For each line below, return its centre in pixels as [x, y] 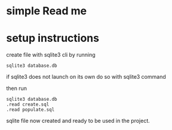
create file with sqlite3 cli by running [51, 55]
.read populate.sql [30, 110]
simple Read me [47, 11]
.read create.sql [28, 105]
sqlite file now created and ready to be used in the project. [78, 121]
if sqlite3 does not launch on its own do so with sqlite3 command [86, 77]
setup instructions [53, 38]
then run [17, 88]
